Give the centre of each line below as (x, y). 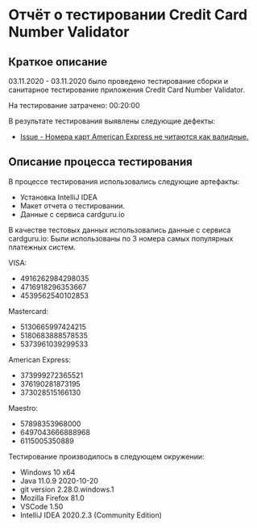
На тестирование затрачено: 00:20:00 (74, 105)
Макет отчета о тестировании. (73, 205)
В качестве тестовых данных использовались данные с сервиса (120, 230)
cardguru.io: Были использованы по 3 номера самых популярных (121, 238)
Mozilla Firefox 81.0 (52, 497)
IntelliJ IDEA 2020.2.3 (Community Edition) (91, 515)
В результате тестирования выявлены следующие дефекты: (112, 121)
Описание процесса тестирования (101, 162)
